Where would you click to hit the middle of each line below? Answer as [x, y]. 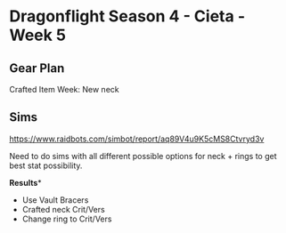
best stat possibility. [46, 165]
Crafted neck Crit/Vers [63, 209]
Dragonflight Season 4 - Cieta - [127, 16]
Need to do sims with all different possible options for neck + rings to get [143, 156]
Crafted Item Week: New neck [64, 89]
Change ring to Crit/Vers [67, 219]
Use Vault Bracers [55, 200]
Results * [25, 182]
